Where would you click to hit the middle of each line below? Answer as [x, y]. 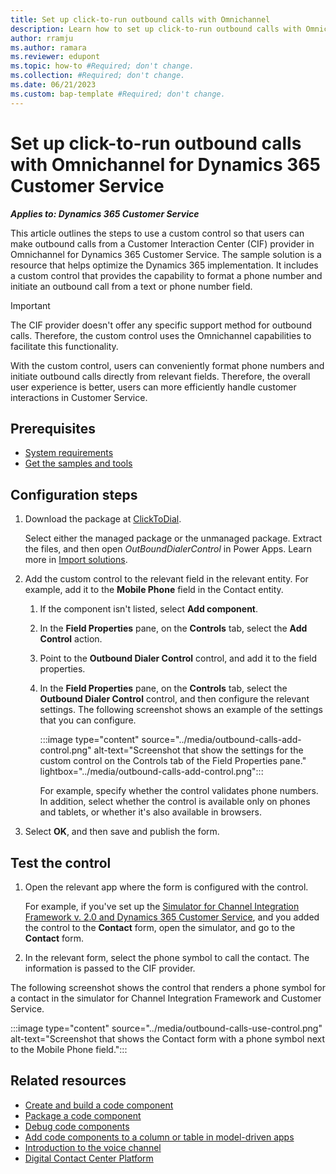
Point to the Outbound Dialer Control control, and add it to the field [178, 658]
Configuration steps [74, 494]
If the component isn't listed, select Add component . [149, 609]
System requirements [69, 453]
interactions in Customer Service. [79, 397]
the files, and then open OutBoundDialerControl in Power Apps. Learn [168, 549]
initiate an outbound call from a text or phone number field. [131, 286]
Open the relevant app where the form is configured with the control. [166, 887]
